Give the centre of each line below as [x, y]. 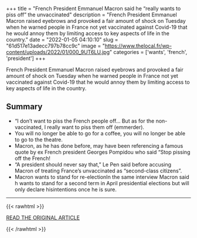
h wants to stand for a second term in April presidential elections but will [102, 183]
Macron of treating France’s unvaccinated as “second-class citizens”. [98, 171]
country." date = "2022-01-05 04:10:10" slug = [62, 40]
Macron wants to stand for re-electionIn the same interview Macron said [102, 177]
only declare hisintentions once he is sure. [66, 189]
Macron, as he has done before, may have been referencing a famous [99, 145]
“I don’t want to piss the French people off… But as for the [84, 121]
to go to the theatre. [39, 140]
